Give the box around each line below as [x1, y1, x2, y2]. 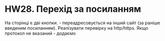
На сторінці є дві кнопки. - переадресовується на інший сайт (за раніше [5, 20, 160, 26]
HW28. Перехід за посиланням [5, 3, 141, 15]
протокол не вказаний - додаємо [5, 30, 76, 36]
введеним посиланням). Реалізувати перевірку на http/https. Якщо [5, 25, 148, 31]
